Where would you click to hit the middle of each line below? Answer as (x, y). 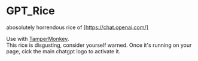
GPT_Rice (31, 11)
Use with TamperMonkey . (38, 38)
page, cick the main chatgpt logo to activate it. (63, 51)
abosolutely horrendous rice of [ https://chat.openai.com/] (77, 27)
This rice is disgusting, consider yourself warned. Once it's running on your (99, 45)
